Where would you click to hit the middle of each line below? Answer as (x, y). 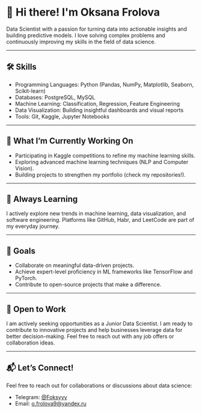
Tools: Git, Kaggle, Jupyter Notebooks (62, 116)
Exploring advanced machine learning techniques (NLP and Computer (102, 162)
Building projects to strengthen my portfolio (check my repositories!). (100, 174)
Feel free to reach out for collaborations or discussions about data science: (99, 385)
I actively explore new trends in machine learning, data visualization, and (96, 213)
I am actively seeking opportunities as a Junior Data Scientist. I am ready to (99, 323)
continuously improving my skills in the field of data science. (81, 41)
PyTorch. (26, 278)
